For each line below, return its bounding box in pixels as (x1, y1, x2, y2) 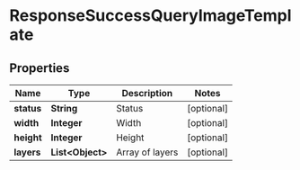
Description (121, 87, 173, 99)
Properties (9, 60, 70, 76)
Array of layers (116, 146, 179, 158)
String (50, 103, 78, 114)
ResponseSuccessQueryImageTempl (9, 5, 292, 26)
